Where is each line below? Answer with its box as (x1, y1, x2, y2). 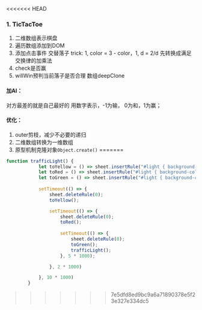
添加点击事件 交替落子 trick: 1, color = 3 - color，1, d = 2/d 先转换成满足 (14, 49, 192, 57)
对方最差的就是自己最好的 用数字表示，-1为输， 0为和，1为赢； (6, 102, 162, 109)
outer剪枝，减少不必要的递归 (14, 131, 87, 138)
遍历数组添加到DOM (14, 42, 65, 49)
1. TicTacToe (6, 20, 43, 28)
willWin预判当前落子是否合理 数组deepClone (14, 72, 125, 79)
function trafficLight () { (6, 158, 74, 164)
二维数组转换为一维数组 (14, 138, 73, 146)
